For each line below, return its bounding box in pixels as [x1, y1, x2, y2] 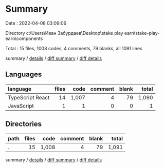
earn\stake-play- [124, 30, 160, 36]
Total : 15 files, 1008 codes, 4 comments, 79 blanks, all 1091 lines [5, 45, 142, 51]
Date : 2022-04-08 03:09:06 [5, 20, 67, 26]
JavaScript [8, 102, 34, 109]
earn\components [5, 35, 43, 41]
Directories [5, 120, 42, 129]
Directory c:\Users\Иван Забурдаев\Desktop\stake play [5, 30, 123, 36]
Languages [5, 70, 42, 79]
